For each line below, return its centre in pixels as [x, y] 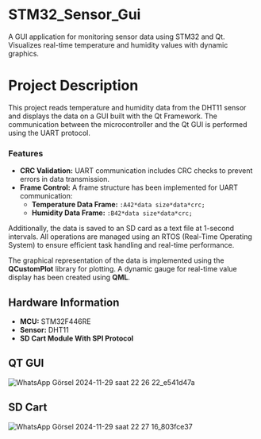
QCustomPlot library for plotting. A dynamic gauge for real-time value [123, 269]
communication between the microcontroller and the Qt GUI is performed [128, 124]
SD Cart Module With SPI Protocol [77, 338]
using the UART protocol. [50, 133]
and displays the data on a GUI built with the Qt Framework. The [113, 116]
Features [26, 153]
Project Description [73, 86]
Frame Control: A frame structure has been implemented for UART [129, 187]
